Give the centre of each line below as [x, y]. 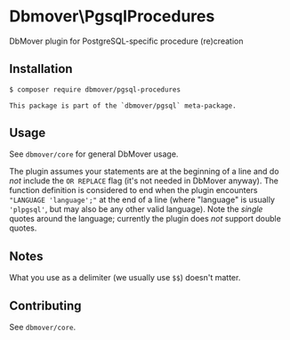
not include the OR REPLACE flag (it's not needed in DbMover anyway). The [144, 181]
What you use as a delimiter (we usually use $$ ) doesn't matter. [125, 278]
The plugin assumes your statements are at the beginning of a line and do [144, 172]
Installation [41, 69]
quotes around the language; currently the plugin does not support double [145, 219]
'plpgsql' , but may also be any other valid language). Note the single [136, 209]
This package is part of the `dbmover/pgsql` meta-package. [123, 105]
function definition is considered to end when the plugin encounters [133, 190]
